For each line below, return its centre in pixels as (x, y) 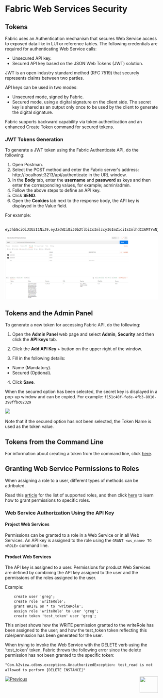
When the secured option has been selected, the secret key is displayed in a (81, 392)
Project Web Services (27, 524)
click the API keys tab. (34, 340)
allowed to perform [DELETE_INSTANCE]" (45, 670)
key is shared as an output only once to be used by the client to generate (85, 107)
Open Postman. (28, 165)
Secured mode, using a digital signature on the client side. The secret (81, 102)
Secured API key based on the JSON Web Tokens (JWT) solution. (77, 63)
